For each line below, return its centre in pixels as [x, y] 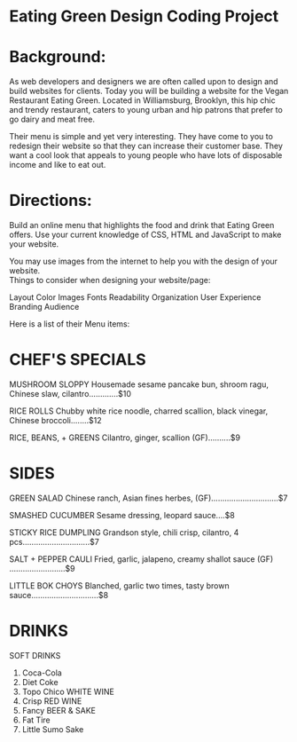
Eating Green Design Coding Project [144, 16]
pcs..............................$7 [54, 541]
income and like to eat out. [58, 165]
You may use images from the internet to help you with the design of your [143, 261]
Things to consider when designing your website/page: [110, 280]
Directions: [51, 201]
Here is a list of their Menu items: [70, 324]
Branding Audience [44, 307]
